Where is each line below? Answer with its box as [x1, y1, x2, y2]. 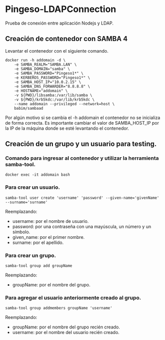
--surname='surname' [5, 199, 48, 205]
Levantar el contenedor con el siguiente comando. [5, 48, 109, 54]
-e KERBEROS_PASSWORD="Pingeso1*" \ [14, 75, 91, 80]
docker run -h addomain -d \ [5, 58, 66, 63]
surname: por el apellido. [12, 239, 64, 245]
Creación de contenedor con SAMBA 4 [5, 35, 128, 43]
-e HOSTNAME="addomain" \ [14, 88, 68, 93]
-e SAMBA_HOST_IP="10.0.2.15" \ [14, 79, 81, 85]
